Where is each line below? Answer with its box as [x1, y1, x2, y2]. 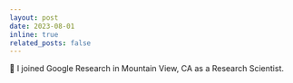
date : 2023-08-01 [9, 22, 75, 31]
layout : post [9, 13, 59, 23]
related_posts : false [9, 38, 92, 48]
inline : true [9, 30, 59, 39]
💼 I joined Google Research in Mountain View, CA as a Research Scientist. [9, 63, 284, 74]
